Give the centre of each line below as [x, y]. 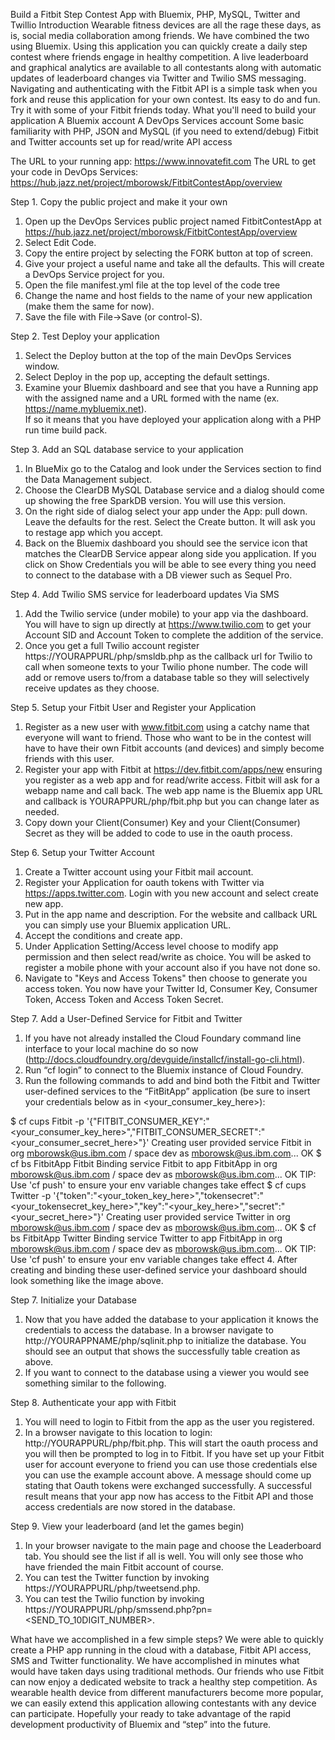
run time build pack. [66, 430]
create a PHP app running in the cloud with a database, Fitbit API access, [161, 1650]
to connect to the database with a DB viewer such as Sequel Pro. [158, 575]
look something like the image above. [87, 1280]
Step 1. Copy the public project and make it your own [119, 202]
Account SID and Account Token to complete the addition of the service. [174, 635]
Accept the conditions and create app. [103, 935]
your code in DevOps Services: [74, 172]
